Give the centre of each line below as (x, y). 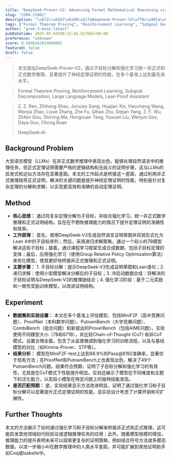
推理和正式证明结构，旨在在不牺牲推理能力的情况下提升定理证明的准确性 (88, 222)
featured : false (22, 48)
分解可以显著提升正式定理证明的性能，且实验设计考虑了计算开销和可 (89, 392)
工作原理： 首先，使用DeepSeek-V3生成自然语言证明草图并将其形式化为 (88, 235)
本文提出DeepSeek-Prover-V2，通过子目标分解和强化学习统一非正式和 (91, 68)
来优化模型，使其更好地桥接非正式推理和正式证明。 (66, 261)
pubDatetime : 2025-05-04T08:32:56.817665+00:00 (57, 34)
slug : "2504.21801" (26, 15)
